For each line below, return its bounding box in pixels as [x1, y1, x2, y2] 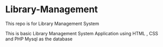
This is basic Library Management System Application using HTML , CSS [5, 30, 158, 36]
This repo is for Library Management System [5, 20, 100, 27]
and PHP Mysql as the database [5, 36, 73, 42]
